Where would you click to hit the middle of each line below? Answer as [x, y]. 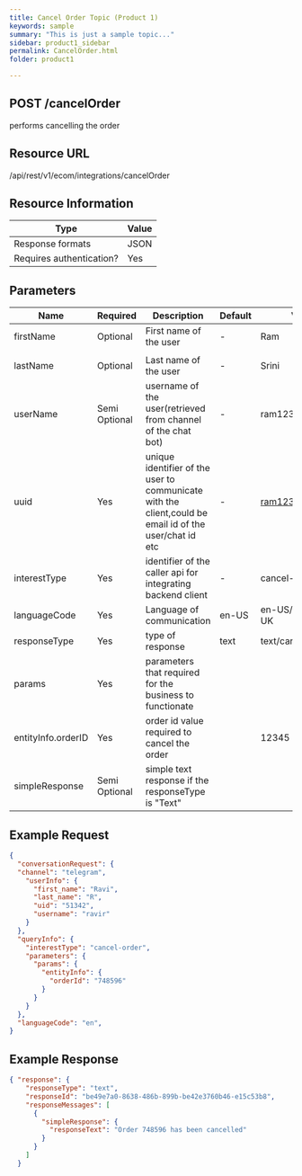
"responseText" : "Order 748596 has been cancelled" [148, 1130]
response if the [177, 780]
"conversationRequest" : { [66, 864]
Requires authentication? [66, 259]
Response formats [53, 244]
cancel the [168, 744]
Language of [172, 610]
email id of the [175, 524]
